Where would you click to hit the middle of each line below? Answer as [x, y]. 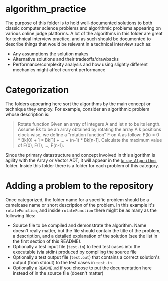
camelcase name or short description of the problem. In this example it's [80, 205]
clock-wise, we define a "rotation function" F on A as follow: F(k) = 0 [88, 135]
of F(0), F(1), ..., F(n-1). [41, 145]
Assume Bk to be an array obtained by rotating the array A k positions [89, 129]
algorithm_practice [46, 9]
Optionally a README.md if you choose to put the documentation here [82, 268]
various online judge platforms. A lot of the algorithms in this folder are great [84, 33]
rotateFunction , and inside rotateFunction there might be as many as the [81, 210]
